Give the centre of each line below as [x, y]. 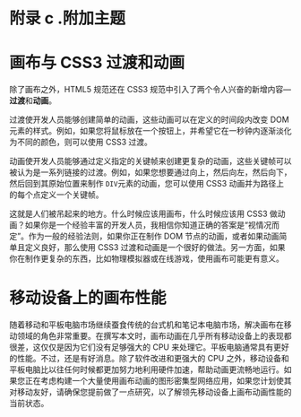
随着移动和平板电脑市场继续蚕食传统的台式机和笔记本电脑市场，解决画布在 [146, 325]
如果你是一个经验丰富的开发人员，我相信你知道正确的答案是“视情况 [148, 225]
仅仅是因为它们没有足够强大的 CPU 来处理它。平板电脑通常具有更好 [164, 347]
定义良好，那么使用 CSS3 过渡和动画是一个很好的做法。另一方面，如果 [155, 248]
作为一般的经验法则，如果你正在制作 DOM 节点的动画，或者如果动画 [154, 236]
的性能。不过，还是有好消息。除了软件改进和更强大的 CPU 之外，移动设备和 [149, 359]
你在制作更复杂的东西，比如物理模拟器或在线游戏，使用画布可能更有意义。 [146, 259]
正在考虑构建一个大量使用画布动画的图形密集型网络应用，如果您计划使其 [158, 381]
